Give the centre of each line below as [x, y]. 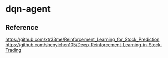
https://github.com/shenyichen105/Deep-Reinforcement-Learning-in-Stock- [84, 45]
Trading [13, 50]
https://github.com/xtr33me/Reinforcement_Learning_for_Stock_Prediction [82, 39]
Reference [22, 27]
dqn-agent [28, 9]
